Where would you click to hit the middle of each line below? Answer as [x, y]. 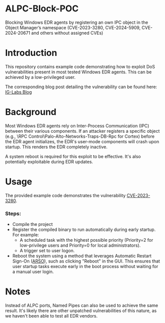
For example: [26, 235]
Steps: [13, 214]
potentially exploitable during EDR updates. [49, 161]
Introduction [31, 53]
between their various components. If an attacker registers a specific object [82, 131]
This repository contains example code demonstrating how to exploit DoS [80, 66]
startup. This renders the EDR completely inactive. [56, 147]
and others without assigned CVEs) [67, 33]
